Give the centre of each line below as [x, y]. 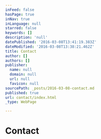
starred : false [21, 28]
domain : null [23, 74]
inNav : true [17, 19]
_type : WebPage [21, 102]
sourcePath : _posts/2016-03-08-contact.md [50, 88]
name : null [21, 70]
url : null [20, 79]
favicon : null [24, 83]
